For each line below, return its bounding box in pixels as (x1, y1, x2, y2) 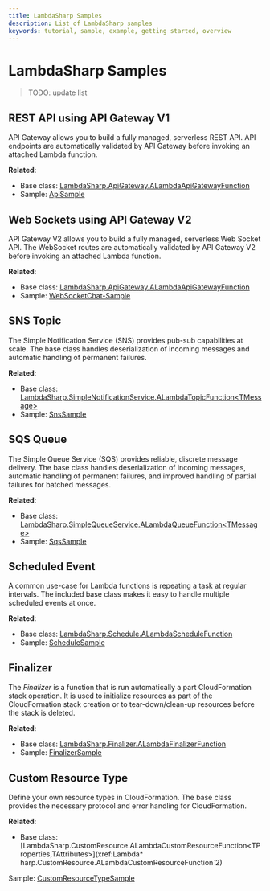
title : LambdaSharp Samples (8, 11, 103, 20)
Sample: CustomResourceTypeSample (8, 873, 135, 883)
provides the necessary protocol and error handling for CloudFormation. (8, 801, 247, 811)
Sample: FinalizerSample (19, 748, 102, 758)
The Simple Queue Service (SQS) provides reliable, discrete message (8, 454, 239, 463)
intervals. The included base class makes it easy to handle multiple (8, 589, 230, 599)
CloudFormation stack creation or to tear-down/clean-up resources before (8, 700, 256, 709)
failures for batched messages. (8, 479, 111, 489)
